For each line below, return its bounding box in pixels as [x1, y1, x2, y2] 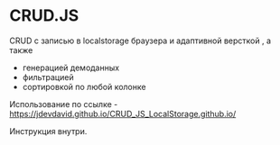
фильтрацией [22, 71, 74, 82]
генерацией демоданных [22, 62, 120, 73]
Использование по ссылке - [9, 98, 118, 109]
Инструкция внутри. [9, 125, 88, 136]
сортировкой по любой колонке [22, 81, 146, 92]
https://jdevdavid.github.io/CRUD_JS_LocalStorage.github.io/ [9, 108, 237, 119]
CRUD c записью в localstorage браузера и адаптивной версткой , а [9, 35, 272, 46]
